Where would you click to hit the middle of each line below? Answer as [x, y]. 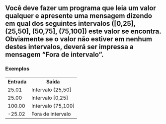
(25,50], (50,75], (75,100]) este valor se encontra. [83, 31]
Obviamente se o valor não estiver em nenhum [79, 39]
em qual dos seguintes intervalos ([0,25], [70, 24]
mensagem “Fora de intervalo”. [54, 55]
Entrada [17, 81]
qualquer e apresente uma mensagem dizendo [79, 16]
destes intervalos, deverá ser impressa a [69, 47]
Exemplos [17, 69]
